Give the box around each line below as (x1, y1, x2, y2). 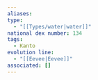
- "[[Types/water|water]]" (13, 23, 92, 30)
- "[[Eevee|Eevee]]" (13, 56, 73, 63)
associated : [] (7, 62, 51, 69)
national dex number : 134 (7, 29, 82, 37)
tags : (7, 36, 23, 43)
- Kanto (13, 42, 36, 49)
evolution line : (7, 49, 54, 56)
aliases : (7, 10, 33, 17)
